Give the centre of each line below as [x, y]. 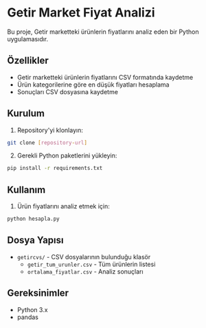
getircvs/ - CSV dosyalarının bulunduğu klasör [84, 256]
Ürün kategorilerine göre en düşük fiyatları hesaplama [93, 85]
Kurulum [26, 114]
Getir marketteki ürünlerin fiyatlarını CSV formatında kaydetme [105, 77]
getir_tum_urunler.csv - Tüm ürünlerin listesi [91, 264]
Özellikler [28, 61]
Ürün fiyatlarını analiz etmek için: [63, 206]
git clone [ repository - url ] [47, 142]
